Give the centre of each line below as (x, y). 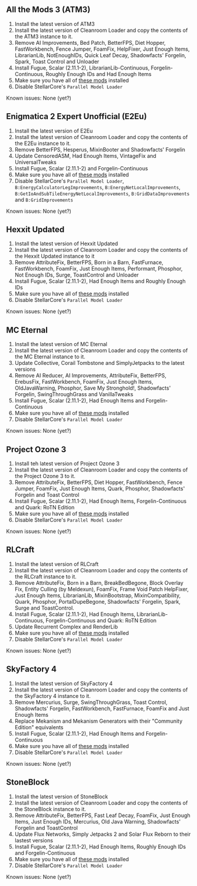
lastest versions (34, 840)
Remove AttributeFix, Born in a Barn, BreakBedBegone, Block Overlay (99, 582)
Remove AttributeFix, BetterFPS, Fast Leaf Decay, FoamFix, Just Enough (102, 815)
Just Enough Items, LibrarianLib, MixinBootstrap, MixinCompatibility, (98, 595)
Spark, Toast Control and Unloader (57, 61)
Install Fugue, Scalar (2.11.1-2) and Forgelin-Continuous (81, 168)
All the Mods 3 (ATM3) (48, 10)
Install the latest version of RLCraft (57, 564)
